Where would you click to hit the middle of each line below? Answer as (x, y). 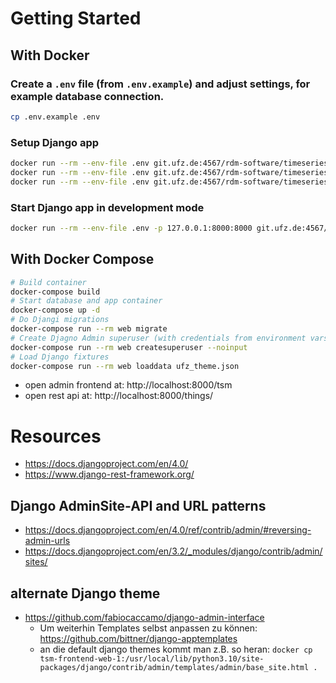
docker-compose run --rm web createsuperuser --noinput (129, 347)
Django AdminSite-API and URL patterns (138, 505)
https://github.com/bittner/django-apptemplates (138, 638)
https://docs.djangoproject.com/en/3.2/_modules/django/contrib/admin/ (173, 551)
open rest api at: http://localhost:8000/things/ (119, 396)
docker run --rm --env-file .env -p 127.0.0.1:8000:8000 (131, 228)
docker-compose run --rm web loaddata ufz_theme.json (125, 366)
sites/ (36, 562)
